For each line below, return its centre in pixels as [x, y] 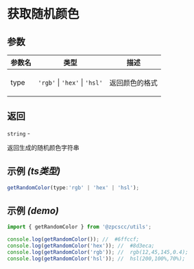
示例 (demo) [33, 211]
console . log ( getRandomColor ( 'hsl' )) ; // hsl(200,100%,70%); [96, 259]
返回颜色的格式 [133, 83]
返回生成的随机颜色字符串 [43, 147]
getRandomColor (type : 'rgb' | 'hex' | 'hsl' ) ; [73, 187]
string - [19, 133]
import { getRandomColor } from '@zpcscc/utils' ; [80, 227]
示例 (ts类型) [34, 172]
